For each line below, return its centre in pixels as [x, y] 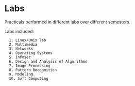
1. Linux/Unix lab [28, 40]
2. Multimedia [23, 44]
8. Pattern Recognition [33, 70]
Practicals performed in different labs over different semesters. [67, 22]
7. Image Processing [30, 66]
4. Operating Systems [31, 53]
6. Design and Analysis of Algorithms [48, 61]
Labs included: [19, 31]
